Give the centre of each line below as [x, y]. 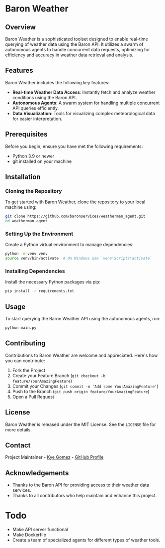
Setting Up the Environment [39, 234]
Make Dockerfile [29, 535]
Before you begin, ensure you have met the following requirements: [74, 146]
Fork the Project [29, 370]
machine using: [21, 207]
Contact [18, 445]
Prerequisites [26, 134]
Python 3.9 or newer [33, 156]
